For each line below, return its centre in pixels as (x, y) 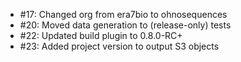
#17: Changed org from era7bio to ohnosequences (123, 14)
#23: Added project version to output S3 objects (119, 46)
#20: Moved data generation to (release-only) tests (125, 25)
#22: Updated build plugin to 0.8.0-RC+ (101, 35)
